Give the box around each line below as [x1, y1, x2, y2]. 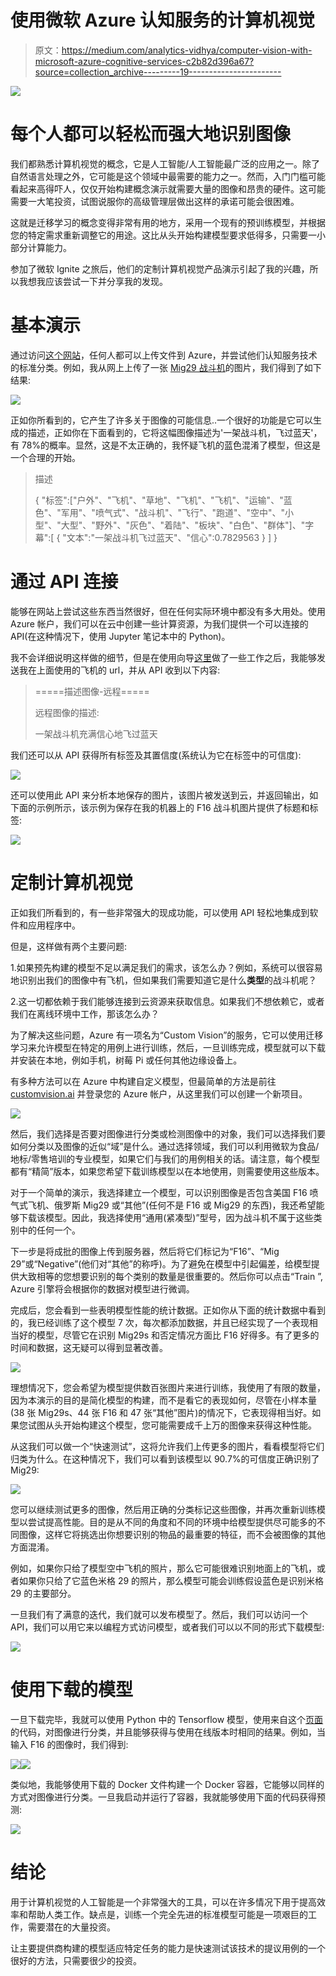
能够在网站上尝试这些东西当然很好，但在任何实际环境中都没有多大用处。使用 [10, 605, 326, 617]
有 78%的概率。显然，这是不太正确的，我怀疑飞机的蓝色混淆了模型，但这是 [10, 439, 322, 451]
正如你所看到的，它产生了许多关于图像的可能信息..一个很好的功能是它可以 [10, 414, 314, 426]
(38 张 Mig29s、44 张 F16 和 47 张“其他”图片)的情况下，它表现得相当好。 [10, 1406, 313, 1418]
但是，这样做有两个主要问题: [10, 940, 128, 952]
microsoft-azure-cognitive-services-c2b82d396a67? [34, 55, 255, 67]
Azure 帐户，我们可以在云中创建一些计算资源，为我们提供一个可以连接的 [10, 617, 309, 630]
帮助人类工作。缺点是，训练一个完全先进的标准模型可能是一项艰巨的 [27, 1908, 308, 1920]
